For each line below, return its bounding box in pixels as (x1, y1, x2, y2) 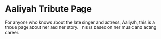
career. (5, 29, 20, 35)
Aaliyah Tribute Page (5, 3, 92, 14)
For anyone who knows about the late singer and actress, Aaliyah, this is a (5, 19, 155, 25)
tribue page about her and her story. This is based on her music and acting (5, 24, 157, 30)
